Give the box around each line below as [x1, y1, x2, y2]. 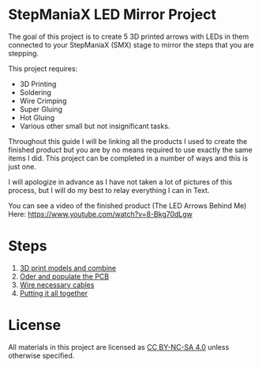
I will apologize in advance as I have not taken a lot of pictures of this [8, 176, 233, 187]
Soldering [19, 87, 51, 97]
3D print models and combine [19, 263, 117, 272]
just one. [8, 161, 37, 171]
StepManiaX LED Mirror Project [8, 6, 217, 24]
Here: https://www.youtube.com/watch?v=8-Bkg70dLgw [8, 209, 193, 218]
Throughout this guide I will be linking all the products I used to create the [8, 136, 248, 146]
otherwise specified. [8, 351, 75, 360]
